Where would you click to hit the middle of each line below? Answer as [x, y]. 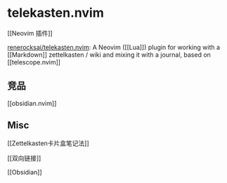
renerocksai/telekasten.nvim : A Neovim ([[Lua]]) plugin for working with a [113, 47]
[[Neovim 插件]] [30, 33]
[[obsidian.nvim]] [32, 103]
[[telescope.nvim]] [34, 62]
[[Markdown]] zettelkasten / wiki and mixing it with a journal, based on [109, 55]
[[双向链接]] [24, 158]
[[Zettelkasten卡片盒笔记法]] [48, 143]
